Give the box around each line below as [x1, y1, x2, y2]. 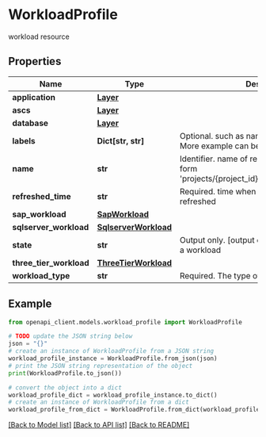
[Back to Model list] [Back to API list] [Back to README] [8, 420, 190, 430]
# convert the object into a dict [8, 383, 123, 392]
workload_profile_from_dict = [8, 406, 108, 414]
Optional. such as [179, 130, 245, 141]
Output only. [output [179, 234, 255, 245]
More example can [179, 140, 249, 151]
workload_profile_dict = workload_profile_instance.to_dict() [8, 391, 218, 399]
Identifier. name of [179, 153, 248, 164]
